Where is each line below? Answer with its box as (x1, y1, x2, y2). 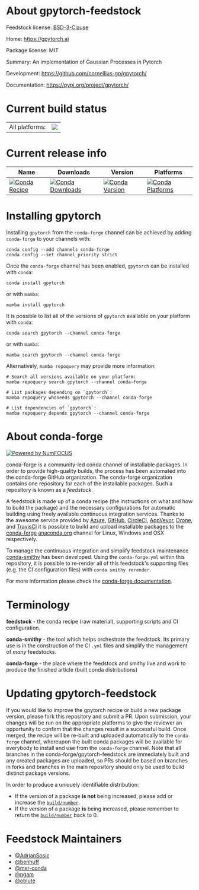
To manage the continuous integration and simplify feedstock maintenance (6, 547, 189, 554)
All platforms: (9, 123, 46, 131)
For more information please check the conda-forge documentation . (6, 577, 173, 584)
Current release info (6, 147, 107, 160)
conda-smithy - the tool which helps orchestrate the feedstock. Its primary (6, 635, 190, 643)
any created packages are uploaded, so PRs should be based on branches (6, 757, 188, 764)
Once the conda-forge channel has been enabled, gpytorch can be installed (6, 262, 190, 269)
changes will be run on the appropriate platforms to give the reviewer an (6, 719, 182, 726)
